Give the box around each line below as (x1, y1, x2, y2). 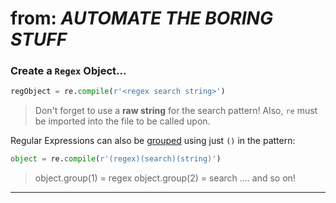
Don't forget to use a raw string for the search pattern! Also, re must (34, 105, 318, 117)
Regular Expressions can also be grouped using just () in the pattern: (10, 135, 296, 147)
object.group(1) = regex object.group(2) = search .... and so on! (34, 172, 296, 184)
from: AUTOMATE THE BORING (10, 7, 273, 30)
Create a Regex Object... (10, 64, 127, 78)
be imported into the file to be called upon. (34, 115, 211, 127)
